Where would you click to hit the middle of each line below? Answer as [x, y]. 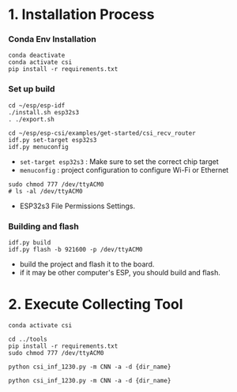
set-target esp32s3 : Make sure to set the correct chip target [119, 161]
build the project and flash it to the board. [87, 264]
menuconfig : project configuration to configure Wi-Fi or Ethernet [124, 170]
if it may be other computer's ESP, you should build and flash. [120, 273]
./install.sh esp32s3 [44, 112]
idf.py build [30, 243]
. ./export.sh [32, 119]
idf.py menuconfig [38, 147]
